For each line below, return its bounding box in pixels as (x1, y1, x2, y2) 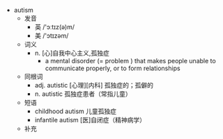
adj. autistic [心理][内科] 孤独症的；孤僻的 (34, 81, 153, 89)
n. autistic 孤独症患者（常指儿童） (34, 90, 132, 98)
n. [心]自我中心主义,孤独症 (34, 49, 109, 57)
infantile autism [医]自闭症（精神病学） (34, 116, 146, 124)
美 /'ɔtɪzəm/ (34, 31, 69, 40)
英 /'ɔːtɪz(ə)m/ (34, 23, 75, 31)
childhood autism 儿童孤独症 (34, 107, 117, 115)
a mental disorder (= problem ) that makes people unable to (45, 57, 216, 65)
